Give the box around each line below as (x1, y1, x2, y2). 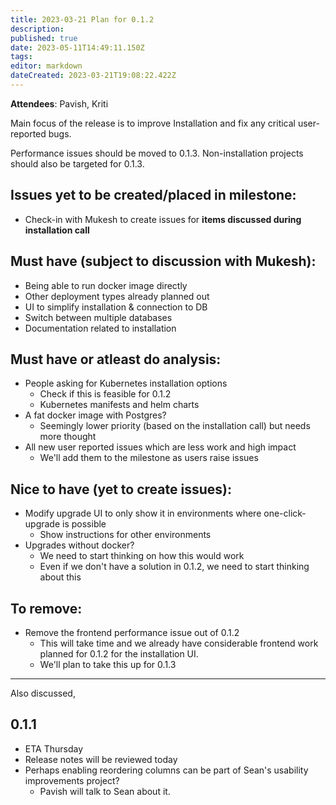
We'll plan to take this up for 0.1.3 (39, 658, 177, 670)
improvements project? (24, 774, 120, 786)
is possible (62, 518, 107, 530)
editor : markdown (10, 61, 83, 71)
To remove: (10, 600, 83, 617)
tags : (10, 52, 33, 62)
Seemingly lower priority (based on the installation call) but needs (39, 420, 311, 432)
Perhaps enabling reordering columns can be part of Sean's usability (24, 764, 309, 776)
